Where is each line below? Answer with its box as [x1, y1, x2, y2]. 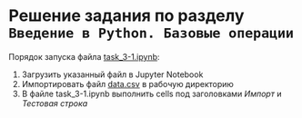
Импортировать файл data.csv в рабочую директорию [21, 78, 234, 89]
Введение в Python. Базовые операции [8, 25, 295, 42]
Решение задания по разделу [8, 5, 245, 26]
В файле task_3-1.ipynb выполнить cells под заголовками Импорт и [21, 88, 282, 99]
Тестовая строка [21, 97, 88, 109]
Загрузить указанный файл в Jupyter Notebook [21, 69, 204, 80]
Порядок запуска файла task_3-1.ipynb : [8, 51, 160, 62]
